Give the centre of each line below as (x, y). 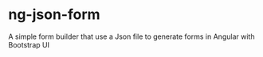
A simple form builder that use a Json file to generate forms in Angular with (131, 36)
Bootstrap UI (29, 44)
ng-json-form (55, 15)
